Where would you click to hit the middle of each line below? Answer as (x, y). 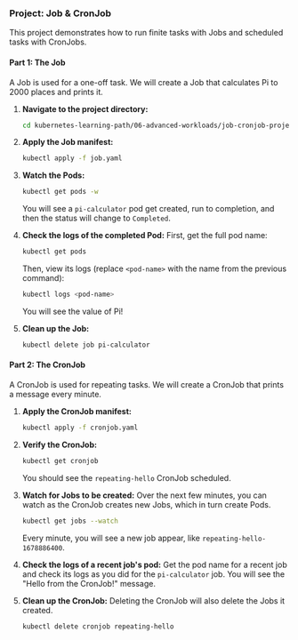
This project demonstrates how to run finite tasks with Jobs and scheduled (146, 33)
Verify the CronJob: (60, 444)
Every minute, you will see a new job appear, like (111, 538)
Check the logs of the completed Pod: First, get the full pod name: (145, 236)
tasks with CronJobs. (48, 42)
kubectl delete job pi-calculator (86, 345)
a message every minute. (56, 394)
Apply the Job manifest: (68, 142)
